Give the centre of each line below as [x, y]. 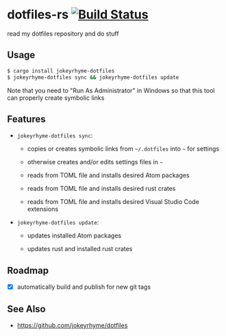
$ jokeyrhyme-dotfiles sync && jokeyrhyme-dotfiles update [93, 77]
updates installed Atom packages [74, 235]
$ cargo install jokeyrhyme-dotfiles [61, 71]
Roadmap [28, 270]
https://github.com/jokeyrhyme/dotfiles [72, 325]
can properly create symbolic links [56, 98]
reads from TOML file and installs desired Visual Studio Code [113, 202]
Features [26, 119]
